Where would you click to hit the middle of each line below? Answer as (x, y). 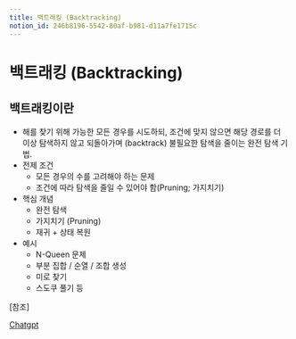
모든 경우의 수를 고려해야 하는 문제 (95, 176)
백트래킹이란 (41, 108)
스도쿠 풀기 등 (59, 287)
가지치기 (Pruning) (68, 220)
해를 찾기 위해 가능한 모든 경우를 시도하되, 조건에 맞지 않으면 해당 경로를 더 (152, 131)
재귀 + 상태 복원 (63, 232)
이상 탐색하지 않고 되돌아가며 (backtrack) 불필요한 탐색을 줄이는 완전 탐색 (150, 143)
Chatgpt (24, 324)
